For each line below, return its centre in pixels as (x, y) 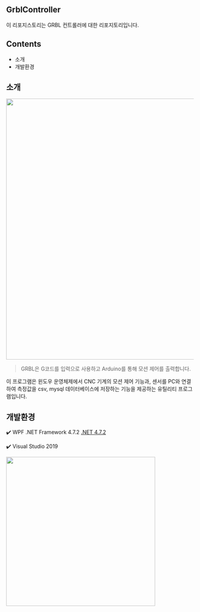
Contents (24, 44)
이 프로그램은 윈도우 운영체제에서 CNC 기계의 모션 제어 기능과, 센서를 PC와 (93, 382)
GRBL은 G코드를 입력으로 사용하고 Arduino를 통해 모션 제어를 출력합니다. (106, 369)
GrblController (34, 10)
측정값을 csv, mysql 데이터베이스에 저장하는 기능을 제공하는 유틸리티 (97, 389)
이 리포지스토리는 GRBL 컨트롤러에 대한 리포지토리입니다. (73, 25)
